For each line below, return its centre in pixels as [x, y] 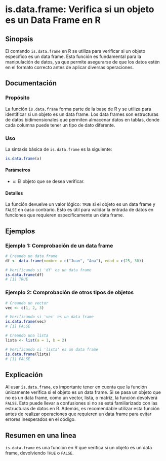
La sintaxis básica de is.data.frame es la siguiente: [59, 149]
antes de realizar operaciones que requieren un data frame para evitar [78, 414]
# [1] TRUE [17, 280]
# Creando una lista [27, 335]
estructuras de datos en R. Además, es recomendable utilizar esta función [82, 409]
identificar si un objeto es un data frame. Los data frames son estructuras [82, 114]
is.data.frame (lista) [28, 354]
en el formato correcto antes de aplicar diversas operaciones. [70, 67]
